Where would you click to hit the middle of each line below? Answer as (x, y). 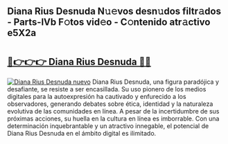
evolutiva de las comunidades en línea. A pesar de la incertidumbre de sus (113, 111)
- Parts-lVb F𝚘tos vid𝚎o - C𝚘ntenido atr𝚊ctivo (109, 22)
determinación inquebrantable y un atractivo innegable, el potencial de (108, 126)
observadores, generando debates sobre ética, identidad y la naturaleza (110, 104)
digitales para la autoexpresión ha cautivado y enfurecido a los (97, 97)
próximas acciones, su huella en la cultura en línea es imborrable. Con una (113, 118)
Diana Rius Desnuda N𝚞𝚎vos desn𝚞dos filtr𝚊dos (114, 11)
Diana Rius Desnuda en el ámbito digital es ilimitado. (82, 133)
